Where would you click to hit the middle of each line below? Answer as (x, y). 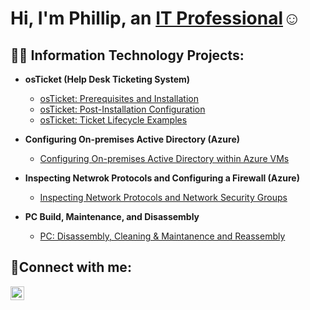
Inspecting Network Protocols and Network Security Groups (163, 197)
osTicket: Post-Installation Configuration (122, 109)
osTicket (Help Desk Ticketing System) (107, 79)
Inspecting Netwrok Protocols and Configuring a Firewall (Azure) (162, 178)
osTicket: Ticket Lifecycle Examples (113, 120)
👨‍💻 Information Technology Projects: (127, 55)
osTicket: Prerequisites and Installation (119, 98)
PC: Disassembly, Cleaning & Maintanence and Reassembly (162, 236)
